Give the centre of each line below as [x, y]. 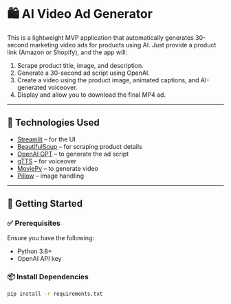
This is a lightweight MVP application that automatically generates [100, 37]
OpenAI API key [39, 259]
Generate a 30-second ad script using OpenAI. [83, 73]
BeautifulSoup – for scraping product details [79, 146]
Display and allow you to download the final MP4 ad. [91, 95]
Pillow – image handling [51, 176]
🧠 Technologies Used [53, 122]
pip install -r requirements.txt [55, 294]
